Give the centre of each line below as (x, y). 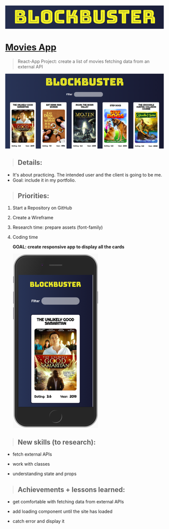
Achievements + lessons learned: (71, 490)
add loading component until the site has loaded (62, 511)
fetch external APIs (32, 454)
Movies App (31, 48)
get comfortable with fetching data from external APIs (68, 502)
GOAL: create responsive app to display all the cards (68, 247)
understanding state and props (45, 474)
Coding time (25, 237)
